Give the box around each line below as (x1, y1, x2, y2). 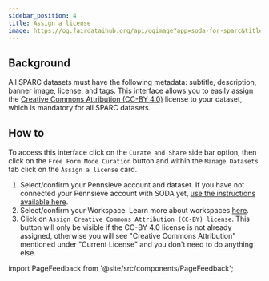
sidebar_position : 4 (8, 11, 78, 20)
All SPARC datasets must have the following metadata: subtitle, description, (8, 78, 257, 87)
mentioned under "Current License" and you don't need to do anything (19, 239, 254, 249)
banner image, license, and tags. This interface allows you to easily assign (8, 86, 254, 96)
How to (8, 126, 45, 140)
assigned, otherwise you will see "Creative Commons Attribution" (19, 231, 236, 240)
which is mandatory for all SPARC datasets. (8, 103, 151, 113)
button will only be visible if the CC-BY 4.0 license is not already (19, 223, 232, 232)
